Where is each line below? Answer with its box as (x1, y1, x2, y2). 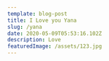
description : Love (7, 36, 61, 43)
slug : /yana (7, 23, 42, 30)
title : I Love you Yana (7, 17, 77, 24)
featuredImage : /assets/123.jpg (7, 43, 102, 50)
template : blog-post (7, 10, 68, 18)
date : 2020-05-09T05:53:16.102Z (7, 29, 102, 37)
